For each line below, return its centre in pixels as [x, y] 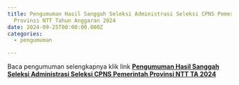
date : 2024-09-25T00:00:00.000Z [55, 27]
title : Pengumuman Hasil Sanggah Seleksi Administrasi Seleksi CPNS [111, 14]
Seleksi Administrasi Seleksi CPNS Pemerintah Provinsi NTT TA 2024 [112, 74]
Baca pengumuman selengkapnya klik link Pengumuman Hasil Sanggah [113, 67]
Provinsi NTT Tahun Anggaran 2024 [65, 21]
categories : [25, 34]
